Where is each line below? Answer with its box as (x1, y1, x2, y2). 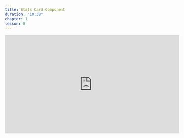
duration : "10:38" (5, 12, 43, 17)
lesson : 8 (5, 21, 26, 26)
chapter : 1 (5, 16, 28, 21)
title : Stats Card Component (5, 7, 65, 12)
